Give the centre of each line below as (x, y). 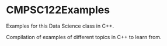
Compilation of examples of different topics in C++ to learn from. (84, 37)
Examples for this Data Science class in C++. (60, 26)
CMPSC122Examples (58, 10)
